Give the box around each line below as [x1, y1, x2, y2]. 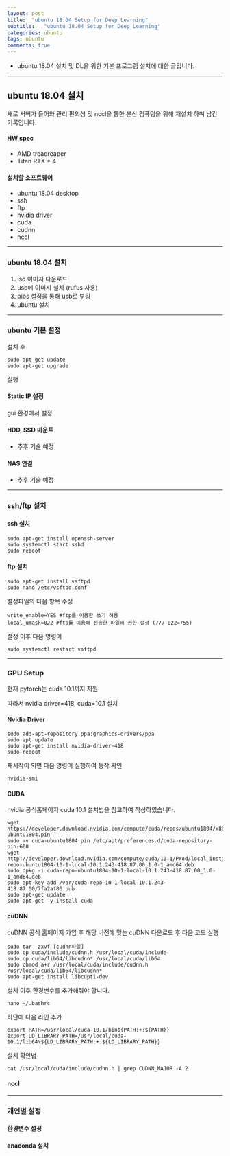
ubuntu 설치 [16, 300, 50, 309]
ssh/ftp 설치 [7, 501, 47, 511]
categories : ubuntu [7, 29, 63, 36]
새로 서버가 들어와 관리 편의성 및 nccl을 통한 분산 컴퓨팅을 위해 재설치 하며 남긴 [7, 109, 218, 117]
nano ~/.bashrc [7, 999, 51, 1006]
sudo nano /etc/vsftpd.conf [7, 584, 88, 591]
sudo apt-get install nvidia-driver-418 [7, 743, 125, 750]
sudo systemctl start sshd [7, 541, 84, 548]
